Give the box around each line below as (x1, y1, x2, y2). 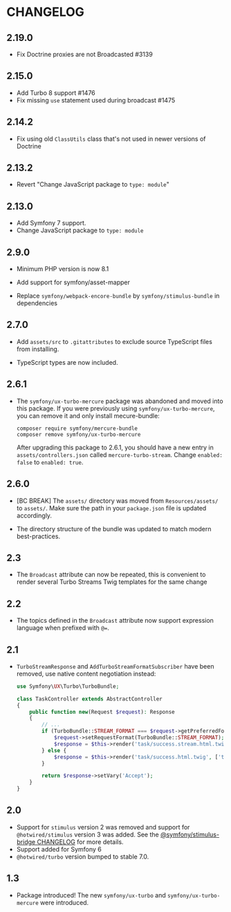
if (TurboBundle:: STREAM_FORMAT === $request (41, 728, 175, 735)
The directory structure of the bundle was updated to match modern (16, 524, 212, 533)
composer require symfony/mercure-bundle (16, 424, 138, 432)
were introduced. (39, 898, 89, 906)
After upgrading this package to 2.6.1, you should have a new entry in (16, 443, 214, 451)
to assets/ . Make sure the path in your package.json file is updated (16, 504, 207, 512)
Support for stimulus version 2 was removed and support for (16, 823, 190, 831)
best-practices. (16, 532, 60, 540)
